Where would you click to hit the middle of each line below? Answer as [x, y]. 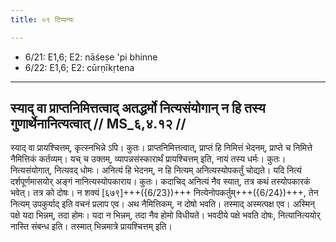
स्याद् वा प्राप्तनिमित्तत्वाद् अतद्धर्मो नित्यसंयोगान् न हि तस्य [138, 108]
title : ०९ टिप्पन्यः [42, 19]
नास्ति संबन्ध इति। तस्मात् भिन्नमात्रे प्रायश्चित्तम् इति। [91, 227]
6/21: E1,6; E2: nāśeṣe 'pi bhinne [91, 57]
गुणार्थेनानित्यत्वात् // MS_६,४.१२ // [98, 124]
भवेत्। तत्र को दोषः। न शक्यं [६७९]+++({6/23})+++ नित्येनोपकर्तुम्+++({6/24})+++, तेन [164, 193]
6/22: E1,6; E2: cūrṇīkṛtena [79, 67]
